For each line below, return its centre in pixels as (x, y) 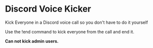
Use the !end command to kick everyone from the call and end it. (70, 32)
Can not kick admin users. (32, 41)
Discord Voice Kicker (48, 9)
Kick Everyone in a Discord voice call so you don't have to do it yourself (76, 22)
